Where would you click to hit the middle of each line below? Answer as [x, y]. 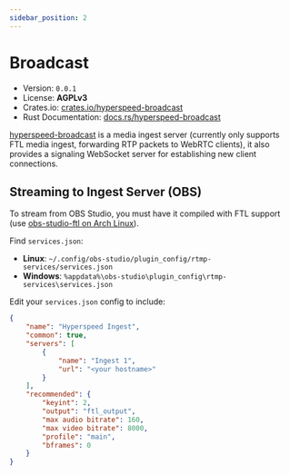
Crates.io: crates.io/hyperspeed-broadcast [103, 107]
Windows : [42, 276]
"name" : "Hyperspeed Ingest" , [83, 327]
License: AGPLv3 [55, 97]
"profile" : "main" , [79, 437]
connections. [34, 163]
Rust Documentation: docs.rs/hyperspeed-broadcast [121, 117]
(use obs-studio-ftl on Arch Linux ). [74, 223]
